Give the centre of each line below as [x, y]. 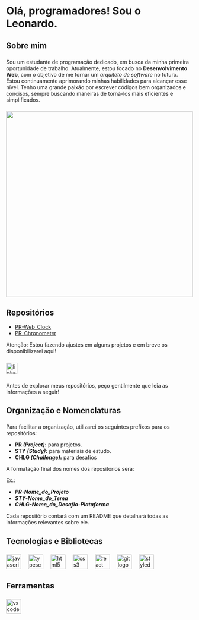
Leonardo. [32, 23]
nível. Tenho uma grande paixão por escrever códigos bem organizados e [96, 87]
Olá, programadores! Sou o [73, 11]
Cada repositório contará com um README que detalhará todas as [87, 516]
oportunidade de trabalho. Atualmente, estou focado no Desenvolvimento [97, 68]
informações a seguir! [33, 392]
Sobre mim [27, 45]
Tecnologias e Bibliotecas [54, 541]
